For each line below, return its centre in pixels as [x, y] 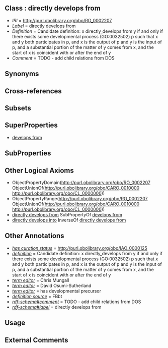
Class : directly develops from [53, 8]
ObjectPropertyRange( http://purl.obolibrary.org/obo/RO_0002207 [80, 198]
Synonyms [22, 74]
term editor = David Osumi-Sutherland [52, 285]
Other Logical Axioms [39, 170]
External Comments [36, 340]
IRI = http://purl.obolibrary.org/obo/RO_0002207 [62, 20]
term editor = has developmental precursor [57, 291]
